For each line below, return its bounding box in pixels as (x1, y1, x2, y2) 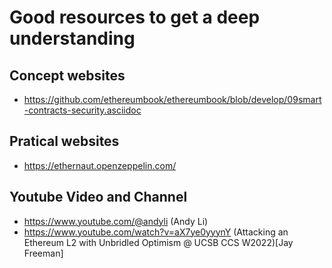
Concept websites (9, 67, 126, 84)
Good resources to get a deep (9, 6, 261, 29)
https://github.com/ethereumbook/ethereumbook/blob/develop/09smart (23, 94, 322, 105)
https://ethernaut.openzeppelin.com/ (23, 159, 177, 171)
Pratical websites (9, 133, 120, 150)
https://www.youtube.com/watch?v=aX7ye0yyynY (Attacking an (23, 226, 289, 238)
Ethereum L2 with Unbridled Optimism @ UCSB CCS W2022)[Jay (23, 236, 294, 248)
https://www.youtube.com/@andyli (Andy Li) (23, 215, 209, 227)
